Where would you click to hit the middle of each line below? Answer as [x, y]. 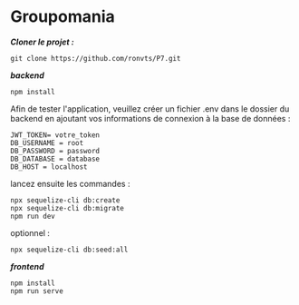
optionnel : [30, 232]
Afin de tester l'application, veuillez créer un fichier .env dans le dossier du [150, 108]
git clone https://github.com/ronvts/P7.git [96, 58]
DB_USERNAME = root [47, 143]
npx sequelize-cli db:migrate [68, 208]
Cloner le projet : [43, 42]
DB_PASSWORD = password [55, 151]
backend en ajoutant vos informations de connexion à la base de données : [150, 118]
